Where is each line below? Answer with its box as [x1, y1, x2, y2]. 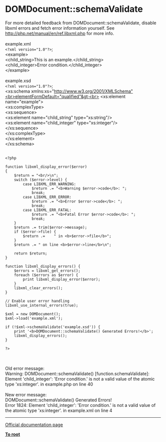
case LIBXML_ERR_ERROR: [23, 195, 72, 199]
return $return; [14, 251, 48, 256]
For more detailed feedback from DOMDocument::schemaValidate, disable [5, 20, 157, 26]
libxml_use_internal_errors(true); [5, 303, 79, 308]
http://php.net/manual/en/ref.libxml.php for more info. [5, 30, 115, 36]
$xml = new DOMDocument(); [5, 311, 61, 316]
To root [5, 431, 20, 437]
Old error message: [5, 365, 44, 371]
